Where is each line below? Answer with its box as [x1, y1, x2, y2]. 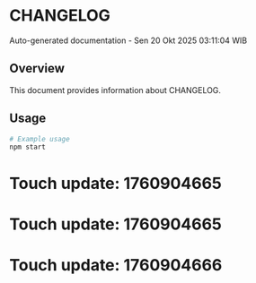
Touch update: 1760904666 [9, 254, 223, 275]
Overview [9, 61, 66, 76]
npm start [9, 142, 47, 152]
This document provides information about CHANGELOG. [9, 84, 222, 95]
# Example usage [9, 134, 70, 143]
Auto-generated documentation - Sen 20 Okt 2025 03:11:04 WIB [9, 35, 248, 46]
